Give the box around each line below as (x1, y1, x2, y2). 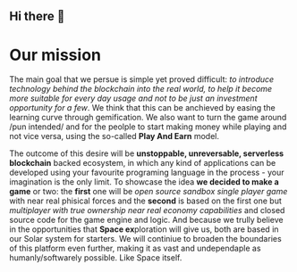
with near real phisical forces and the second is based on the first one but (9, 195, 282, 206)
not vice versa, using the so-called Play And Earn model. (9, 131, 220, 142)
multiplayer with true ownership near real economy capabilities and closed (9, 205, 285, 216)
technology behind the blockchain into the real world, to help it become (9, 84, 273, 95)
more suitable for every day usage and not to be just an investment (9, 93, 258, 103)
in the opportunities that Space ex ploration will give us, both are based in (9, 224, 279, 235)
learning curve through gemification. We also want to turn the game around (9, 112, 287, 123)
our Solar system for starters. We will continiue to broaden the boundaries (9, 234, 282, 244)
